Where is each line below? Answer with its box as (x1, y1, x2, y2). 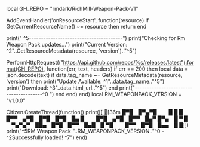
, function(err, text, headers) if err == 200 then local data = (43, 65, 189, 72)
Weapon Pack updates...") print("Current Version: (6, 41, 128, 48)
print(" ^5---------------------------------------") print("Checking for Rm (6, 35, 186, 41)
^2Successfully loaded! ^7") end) (6, 134, 88, 141)
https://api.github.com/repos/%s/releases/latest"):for (63, 59, 194, 66)
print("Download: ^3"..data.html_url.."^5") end (6, 84, 118, 91)
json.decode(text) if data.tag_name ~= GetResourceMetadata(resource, (6, 72, 183, 78)
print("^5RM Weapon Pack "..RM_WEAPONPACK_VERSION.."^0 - (6, 128, 165, 134)
